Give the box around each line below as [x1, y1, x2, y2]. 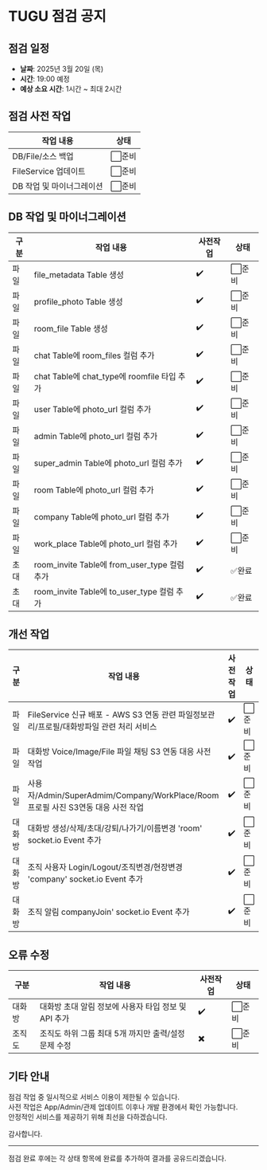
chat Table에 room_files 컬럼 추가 [33, 350, 155, 361]
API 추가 [39, 1013, 70, 1024]
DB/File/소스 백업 [12, 151, 74, 162]
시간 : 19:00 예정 [19, 74, 70, 84]
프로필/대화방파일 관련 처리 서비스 [37, 721, 157, 732]
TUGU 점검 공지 [8, 7, 106, 26]
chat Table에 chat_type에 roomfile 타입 [33, 371, 176, 382]
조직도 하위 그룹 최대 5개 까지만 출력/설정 [39, 1028, 185, 1039]
